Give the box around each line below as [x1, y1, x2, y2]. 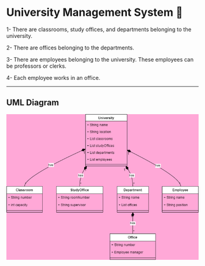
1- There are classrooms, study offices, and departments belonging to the [6, 26, 192, 33]
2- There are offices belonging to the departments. [6, 44, 134, 51]
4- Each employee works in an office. [6, 74, 101, 81]
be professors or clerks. [6, 62, 67, 70]
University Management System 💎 [6, 5, 183, 20]
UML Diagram [6, 98, 59, 108]
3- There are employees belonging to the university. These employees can [6, 56, 194, 63]
